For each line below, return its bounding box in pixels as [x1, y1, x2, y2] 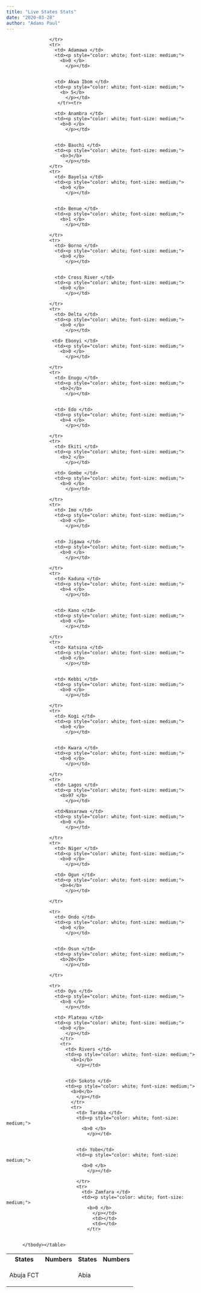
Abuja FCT [9, 1271, 39, 1280]
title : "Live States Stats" [6, 8, 77, 15]
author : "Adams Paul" [6, 20, 61, 26]
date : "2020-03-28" [6, 15, 55, 21]
